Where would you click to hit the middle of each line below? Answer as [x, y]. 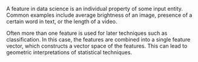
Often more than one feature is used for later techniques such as [87, 33]
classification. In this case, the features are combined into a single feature [98, 39]
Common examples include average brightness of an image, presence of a [99, 15]
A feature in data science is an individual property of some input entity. [95, 9]
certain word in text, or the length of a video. [62, 21]
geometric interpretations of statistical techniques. [69, 52]
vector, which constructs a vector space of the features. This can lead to [97, 46]
